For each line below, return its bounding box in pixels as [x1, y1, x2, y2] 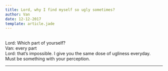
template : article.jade [5, 21, 55, 26]
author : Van [5, 12, 30, 17]
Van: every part [5, 45, 37, 51]
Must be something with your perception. [5, 56, 90, 62]
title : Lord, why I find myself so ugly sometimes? [5, 7, 115, 12]
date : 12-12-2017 [5, 16, 41, 21]
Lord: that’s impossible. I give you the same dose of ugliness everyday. [5, 51, 151, 57]
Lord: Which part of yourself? [5, 40, 66, 46]
